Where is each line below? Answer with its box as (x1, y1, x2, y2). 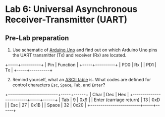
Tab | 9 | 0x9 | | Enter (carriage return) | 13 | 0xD (61, 97, 160, 103)
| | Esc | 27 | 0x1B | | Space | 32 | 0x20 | (5, 102, 87, 108)
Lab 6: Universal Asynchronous (5, 3, 138, 15)
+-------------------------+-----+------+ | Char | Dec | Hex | (5, 92, 129, 97)
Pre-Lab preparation (5, 34, 69, 42)
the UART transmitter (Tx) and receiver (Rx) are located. (12, 52, 127, 58)
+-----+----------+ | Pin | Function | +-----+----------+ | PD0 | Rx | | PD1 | (5, 62, 157, 67)
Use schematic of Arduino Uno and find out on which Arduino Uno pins (12, 47, 158, 53)
